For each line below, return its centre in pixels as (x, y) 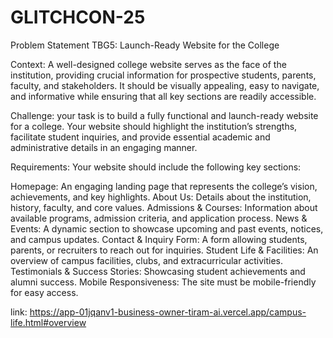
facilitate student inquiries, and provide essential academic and (140, 137)
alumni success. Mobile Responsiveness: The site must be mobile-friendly (163, 282)
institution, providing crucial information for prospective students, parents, (163, 75)
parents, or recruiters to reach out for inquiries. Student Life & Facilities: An (164, 250)
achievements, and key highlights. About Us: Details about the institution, (161, 197)
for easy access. (44, 292)
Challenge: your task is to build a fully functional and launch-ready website (164, 115)
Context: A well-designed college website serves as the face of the (148, 64)
